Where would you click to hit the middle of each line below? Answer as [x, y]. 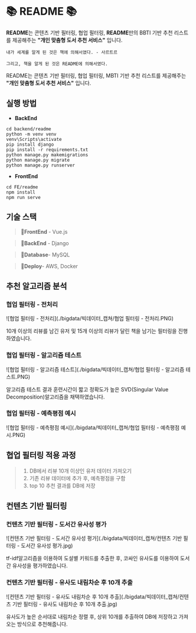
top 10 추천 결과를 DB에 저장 [62, 486]
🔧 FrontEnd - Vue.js [44, 232]
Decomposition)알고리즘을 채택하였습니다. [55, 397]
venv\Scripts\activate [34, 139]
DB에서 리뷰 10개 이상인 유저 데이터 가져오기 [80, 471]
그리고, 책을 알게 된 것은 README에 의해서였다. [57, 64]
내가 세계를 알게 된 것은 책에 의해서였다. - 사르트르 [62, 52]
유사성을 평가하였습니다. [40, 565]
